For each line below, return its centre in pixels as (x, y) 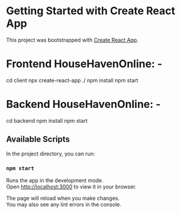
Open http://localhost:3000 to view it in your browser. (72, 186)
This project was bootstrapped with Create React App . (72, 40)
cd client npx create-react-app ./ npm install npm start (72, 80)
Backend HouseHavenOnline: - (83, 104)
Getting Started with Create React (91, 11)
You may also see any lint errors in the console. (64, 204)
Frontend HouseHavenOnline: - (84, 64)
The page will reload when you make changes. (63, 198)
